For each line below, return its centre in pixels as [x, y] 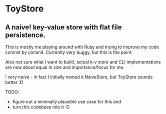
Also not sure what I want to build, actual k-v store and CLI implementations [83, 62]
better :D [14, 82]
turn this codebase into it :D [41, 107]
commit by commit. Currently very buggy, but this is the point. [69, 52]
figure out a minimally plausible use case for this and [67, 101]
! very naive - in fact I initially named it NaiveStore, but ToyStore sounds [79, 77]
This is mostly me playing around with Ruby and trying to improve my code [82, 47]
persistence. [25, 35]
